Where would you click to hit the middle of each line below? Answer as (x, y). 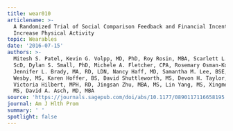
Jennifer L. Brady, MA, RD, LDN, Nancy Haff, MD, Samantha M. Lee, (113, 71)
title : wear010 (29, 14)
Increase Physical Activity (54, 33)
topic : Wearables (32, 40)
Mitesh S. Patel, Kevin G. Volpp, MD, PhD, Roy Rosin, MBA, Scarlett (116, 59)
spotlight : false (32, 116)
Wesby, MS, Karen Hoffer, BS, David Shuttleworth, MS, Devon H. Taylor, (121, 78)
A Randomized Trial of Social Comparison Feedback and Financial (110, 26)
